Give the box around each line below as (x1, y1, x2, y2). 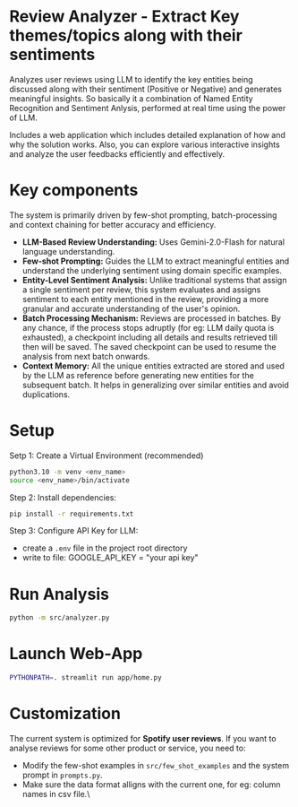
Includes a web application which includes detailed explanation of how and (9, 129, 286, 140)
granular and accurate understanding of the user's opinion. (21, 303, 241, 314)
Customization (9, 704, 121, 724)
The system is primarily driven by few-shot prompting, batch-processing (9, 209, 277, 221)
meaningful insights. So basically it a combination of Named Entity (9, 92, 253, 104)
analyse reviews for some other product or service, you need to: (9, 742, 246, 753)
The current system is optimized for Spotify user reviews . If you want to (9, 733, 277, 743)
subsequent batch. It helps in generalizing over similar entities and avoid (21, 379, 289, 390)
